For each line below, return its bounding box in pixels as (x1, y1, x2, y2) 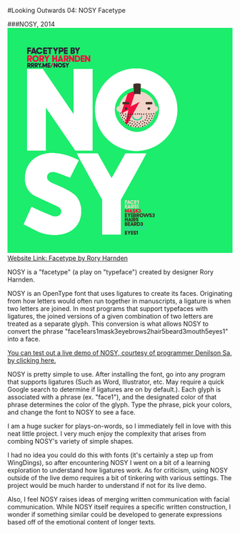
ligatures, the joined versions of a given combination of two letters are (7, 312, 214, 320)
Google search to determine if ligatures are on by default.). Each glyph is (7, 385, 221, 394)
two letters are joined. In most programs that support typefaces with (7, 304, 209, 313)
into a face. (7, 335, 41, 343)
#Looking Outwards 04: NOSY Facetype (7, 6, 126, 14)
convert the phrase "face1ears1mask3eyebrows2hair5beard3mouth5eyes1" (7, 327, 229, 335)
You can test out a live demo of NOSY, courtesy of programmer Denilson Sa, (7, 349, 232, 357)
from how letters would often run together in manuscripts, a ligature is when (7, 297, 231, 305)
